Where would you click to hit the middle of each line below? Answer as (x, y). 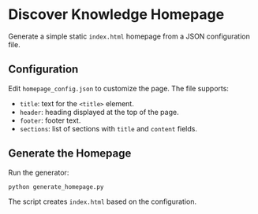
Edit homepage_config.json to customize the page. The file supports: (118, 88)
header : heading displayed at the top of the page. (99, 112)
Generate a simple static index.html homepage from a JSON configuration (129, 36)
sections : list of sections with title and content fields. (108, 128)
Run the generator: (39, 172)
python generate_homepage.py (56, 186)
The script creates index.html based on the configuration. (103, 201)
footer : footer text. (50, 120)
